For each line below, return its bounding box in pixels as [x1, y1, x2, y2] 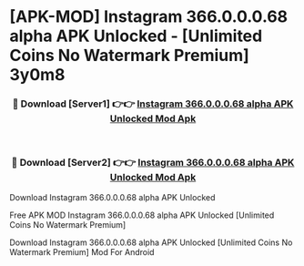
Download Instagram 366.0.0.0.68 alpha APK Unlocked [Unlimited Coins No [9, 237, 293, 248]
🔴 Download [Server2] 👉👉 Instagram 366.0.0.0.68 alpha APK [11, 157, 295, 169]
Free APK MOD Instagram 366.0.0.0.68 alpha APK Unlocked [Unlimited [9, 210, 275, 220]
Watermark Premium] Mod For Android [9, 246, 155, 257]
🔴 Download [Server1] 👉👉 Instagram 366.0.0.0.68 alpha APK [12, 97, 294, 110]
